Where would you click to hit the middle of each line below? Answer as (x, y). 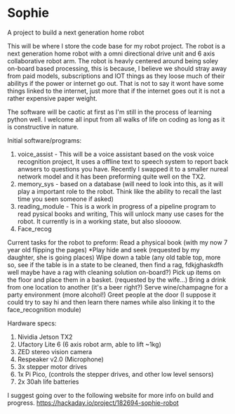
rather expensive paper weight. (53, 98)
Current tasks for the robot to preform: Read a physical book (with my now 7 (117, 242)
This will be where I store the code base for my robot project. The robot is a (116, 46)
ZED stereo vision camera (55, 351)
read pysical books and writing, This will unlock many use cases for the (121, 214)
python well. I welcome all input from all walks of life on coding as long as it (116, 119)
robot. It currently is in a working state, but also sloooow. (99, 221)
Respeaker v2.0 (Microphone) (60, 359)
